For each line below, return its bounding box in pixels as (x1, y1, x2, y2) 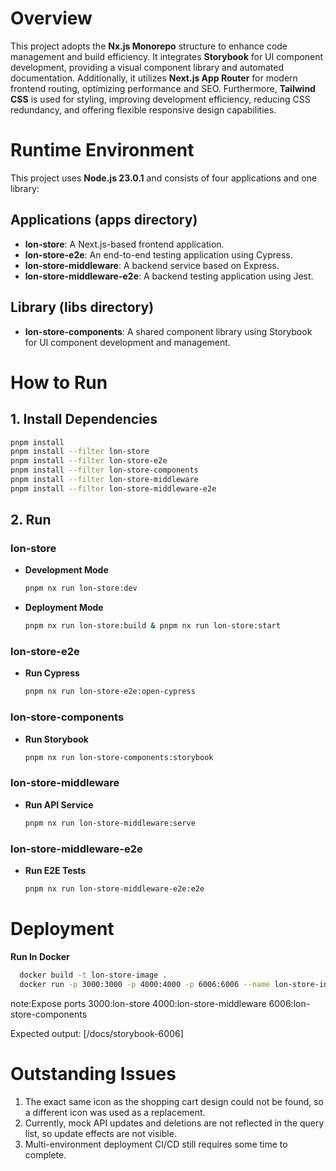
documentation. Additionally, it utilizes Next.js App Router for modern (10, 72, 298, 84)
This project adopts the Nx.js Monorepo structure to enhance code (10, 40, 288, 52)
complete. (24, 1148, 67, 1161)
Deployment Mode (24, 602, 104, 614)
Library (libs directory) (10, 299, 155, 316)
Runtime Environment (10, 139, 195, 162)
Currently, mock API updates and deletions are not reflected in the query (24, 1117, 325, 1129)
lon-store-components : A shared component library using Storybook (24, 325, 313, 337)
